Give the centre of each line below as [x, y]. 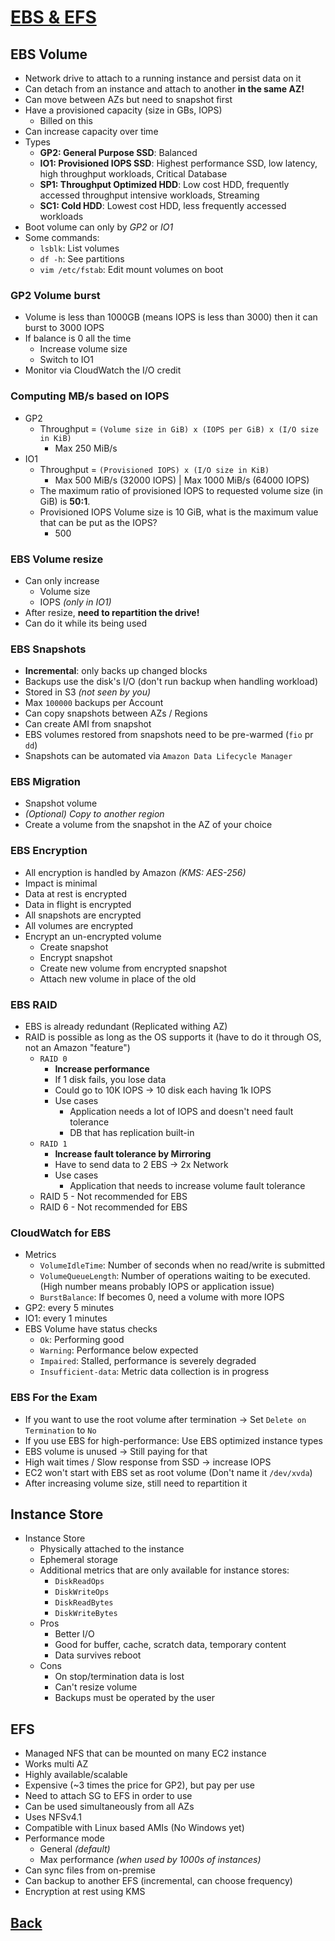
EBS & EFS [53, 17]
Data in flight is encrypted [78, 904]
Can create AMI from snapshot [88, 724]
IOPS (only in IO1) [75, 602]
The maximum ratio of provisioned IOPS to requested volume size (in [181, 490]
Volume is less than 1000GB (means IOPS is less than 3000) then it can [171, 317]
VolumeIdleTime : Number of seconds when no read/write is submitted [182, 1265]
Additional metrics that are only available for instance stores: [164, 1570]
